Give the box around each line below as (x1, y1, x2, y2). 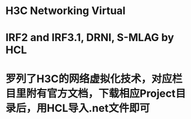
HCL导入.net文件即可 (47, 101, 150, 115)
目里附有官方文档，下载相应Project (5, 87, 176, 100)
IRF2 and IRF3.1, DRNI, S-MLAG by (5, 31, 174, 45)
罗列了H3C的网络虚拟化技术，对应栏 (5, 72, 183, 86)
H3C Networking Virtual (5, 4, 126, 18)
